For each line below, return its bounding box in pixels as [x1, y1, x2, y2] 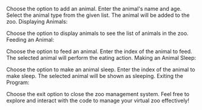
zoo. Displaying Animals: [6, 18, 68, 25]
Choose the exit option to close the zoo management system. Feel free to [6, 91, 190, 97]
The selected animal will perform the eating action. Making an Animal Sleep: [6, 54, 197, 61]
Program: [6, 79, 30, 86]
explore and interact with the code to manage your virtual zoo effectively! [6, 97, 190, 104]
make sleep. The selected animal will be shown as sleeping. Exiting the [6, 73, 183, 79]
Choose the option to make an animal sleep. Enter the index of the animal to [6, 66, 195, 73]
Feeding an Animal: [6, 36, 55, 43]
